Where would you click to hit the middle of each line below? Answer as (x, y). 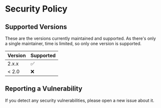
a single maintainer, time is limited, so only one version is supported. (73, 44)
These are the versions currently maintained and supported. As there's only (80, 38)
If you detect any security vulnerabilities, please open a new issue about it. (80, 100)
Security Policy (36, 9)
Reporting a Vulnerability (44, 89)
